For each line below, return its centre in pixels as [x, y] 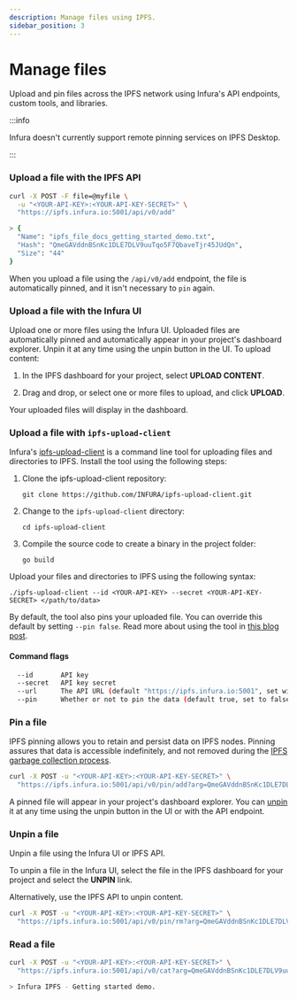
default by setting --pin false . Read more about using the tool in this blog [145, 626]
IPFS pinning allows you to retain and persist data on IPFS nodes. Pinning [142, 741]
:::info [19, 120]
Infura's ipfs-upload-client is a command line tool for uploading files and [141, 452]
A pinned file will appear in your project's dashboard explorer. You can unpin [148, 802]
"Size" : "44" [41, 253]
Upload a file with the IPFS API [75, 178]
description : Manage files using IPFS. [83, 17]
